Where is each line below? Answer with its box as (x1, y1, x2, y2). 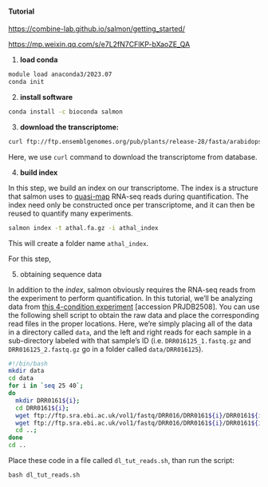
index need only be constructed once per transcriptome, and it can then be (8, 200, 255, 209)
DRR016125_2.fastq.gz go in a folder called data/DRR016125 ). (8, 344, 203, 354)
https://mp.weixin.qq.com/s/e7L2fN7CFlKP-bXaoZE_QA (8, 40, 191, 49)
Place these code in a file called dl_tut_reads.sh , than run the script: (8, 456, 235, 465)
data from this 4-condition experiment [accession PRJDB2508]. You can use (8, 302, 260, 311)
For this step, (8, 254, 52, 263)
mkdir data (8, 367, 45, 375)
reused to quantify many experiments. (8, 208, 133, 218)
